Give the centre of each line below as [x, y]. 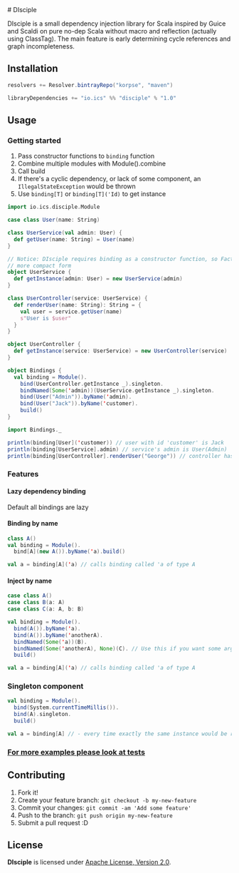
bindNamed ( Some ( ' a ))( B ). [51, 642]
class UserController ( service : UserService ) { [78, 298]
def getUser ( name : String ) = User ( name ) [74, 239]
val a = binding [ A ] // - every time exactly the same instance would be [117, 734]
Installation [33, 69]
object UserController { [44, 344]
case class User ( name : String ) [54, 220]
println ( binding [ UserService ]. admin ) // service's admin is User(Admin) [117, 449]
